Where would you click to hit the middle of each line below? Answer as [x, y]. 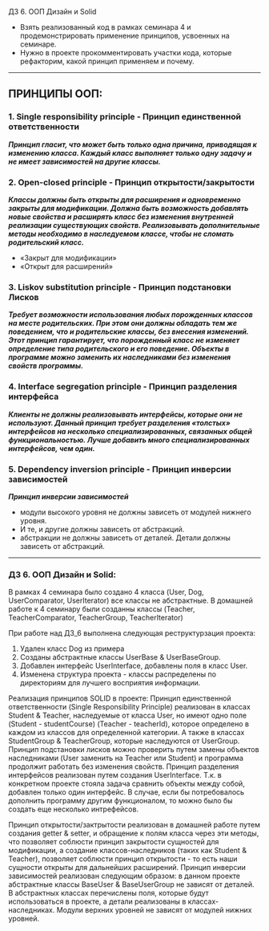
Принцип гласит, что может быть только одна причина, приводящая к [133, 144]
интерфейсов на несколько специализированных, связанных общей [130, 431]
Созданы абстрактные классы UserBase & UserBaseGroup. [120, 657]
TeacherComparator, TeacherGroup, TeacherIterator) [96, 618]
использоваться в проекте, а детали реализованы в [97, 901]
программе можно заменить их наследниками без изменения [120, 357]
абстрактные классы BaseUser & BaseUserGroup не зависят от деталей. [131, 884]
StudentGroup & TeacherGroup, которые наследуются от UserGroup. [124, 741]
